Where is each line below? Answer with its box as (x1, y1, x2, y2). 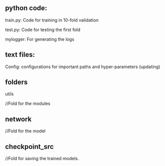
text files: (5, 50, 35, 59)
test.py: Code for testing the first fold (5, 27, 81, 33)
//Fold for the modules (5, 101, 50, 107)
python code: (5, 4, 47, 12)
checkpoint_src (5, 142, 54, 151)
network (5, 115, 32, 123)
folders (5, 78, 28, 86)
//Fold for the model (5, 128, 46, 134)
